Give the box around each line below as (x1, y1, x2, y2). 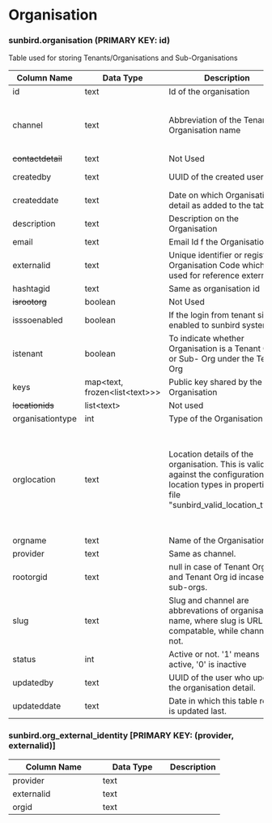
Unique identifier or (168, 249, 243, 261)
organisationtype (12, 413, 77, 424)
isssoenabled (12, 314, 63, 326)
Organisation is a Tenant (168, 343, 261, 354)
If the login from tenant (168, 310, 256, 321)
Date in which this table (168, 695, 257, 707)
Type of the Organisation (168, 413, 263, 424)
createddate (12, 195, 59, 206)
